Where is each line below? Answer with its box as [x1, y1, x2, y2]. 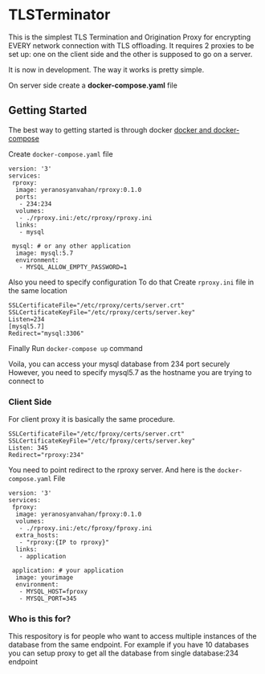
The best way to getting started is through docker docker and [8, 125, 212, 134]
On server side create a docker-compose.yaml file [8, 80, 178, 90]
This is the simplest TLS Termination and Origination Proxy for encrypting [8, 32, 251, 42]
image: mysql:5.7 [15, 249, 74, 257]
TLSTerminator [8, 6, 111, 24]
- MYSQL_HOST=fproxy [18, 588, 88, 596]
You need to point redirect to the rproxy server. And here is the [8, 465, 216, 475]
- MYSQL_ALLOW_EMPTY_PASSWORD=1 [18, 263, 128, 271]
